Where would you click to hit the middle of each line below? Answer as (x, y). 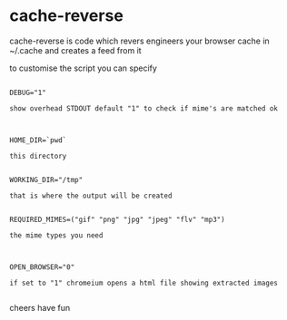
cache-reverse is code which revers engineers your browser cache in (139, 41)
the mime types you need (56, 235)
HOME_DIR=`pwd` (38, 140)
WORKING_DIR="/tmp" (46, 179)
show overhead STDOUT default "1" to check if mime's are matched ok (144, 108)
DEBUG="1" (28, 92)
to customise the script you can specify (83, 68)
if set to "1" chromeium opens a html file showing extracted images (144, 283)
